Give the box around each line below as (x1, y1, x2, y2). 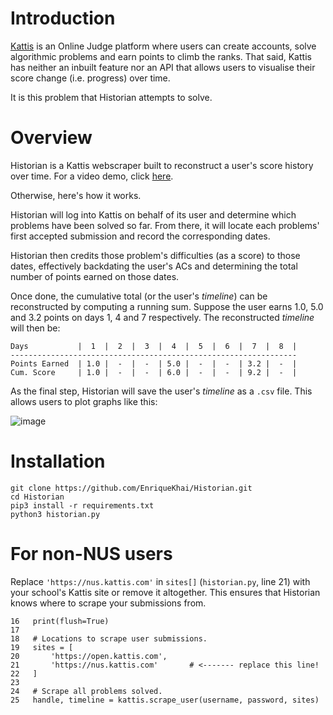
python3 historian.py (10, 509, 101, 519)
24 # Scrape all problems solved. (10, 686, 163, 696)
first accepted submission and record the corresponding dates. (10, 230, 271, 242)
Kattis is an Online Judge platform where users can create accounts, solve (10, 40, 317, 52)
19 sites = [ (10, 642, 74, 652)
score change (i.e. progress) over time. (10, 72, 171, 84)
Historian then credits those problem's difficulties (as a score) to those (10, 249, 301, 261)
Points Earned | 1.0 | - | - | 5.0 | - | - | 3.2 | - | (10, 358, 298, 369)
